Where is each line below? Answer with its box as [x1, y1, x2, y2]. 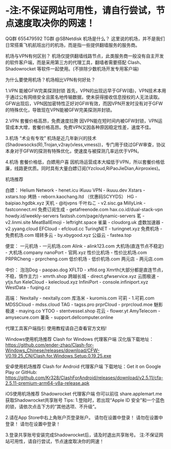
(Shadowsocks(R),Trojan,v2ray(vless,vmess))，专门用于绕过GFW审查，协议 [5, 141, 165, 147]
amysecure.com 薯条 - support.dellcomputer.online [5, 314, 114, 320]
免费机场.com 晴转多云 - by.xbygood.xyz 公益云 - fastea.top [5, 232, 132, 238]
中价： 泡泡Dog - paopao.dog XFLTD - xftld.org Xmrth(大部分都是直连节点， [5, 267, 166, 273]
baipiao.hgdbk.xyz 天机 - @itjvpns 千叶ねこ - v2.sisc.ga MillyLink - [5, 200, 146, 206]
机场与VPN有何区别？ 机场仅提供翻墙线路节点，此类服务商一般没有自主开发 [5, 52, 164, 59]
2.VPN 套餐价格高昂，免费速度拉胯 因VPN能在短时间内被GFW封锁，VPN [5, 118, 158, 124]
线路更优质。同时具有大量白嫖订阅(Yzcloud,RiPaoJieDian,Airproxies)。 [14, 165, 163, 171]
